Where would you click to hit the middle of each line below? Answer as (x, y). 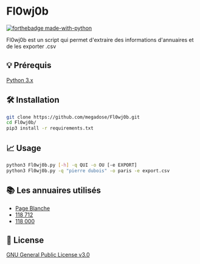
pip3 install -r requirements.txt (50, 128)
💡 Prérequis (29, 65)
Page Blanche (33, 208)
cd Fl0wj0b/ (21, 123)
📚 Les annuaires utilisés (54, 191)
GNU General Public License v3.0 (48, 255)
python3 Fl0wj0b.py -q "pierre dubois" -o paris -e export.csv (88, 171)
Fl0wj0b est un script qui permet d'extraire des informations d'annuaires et (100, 40)
